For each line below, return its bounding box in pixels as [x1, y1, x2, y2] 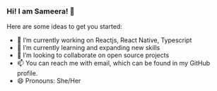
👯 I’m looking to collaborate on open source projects [16, 51, 170, 59]
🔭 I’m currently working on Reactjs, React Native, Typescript [16, 36, 192, 44]
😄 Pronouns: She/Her [16, 77, 81, 85]
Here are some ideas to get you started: [6, 23, 123, 31]
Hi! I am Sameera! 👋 [6, 6, 75, 16]
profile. [16, 69, 38, 78]
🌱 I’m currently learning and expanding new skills [16, 44, 160, 52]
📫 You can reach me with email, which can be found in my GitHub [16, 59, 211, 68]
